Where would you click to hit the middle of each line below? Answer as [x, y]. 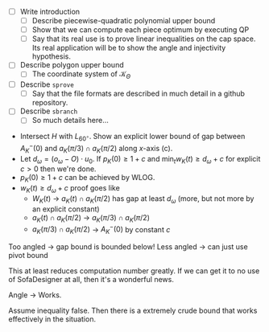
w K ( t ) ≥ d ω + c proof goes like [70, 189]
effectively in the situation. [52, 319]
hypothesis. [51, 56]
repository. [50, 103]
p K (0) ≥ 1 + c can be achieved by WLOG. [87, 178]
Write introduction [50, 12]
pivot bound [28, 256]
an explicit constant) [66, 209]
